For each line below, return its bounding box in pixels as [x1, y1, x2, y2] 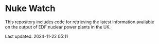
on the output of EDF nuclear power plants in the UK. [5, 24, 111, 29]
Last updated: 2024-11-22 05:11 [5, 33, 68, 39]
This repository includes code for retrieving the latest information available [5, 19, 155, 25]
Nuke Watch [5, 3, 56, 14]
